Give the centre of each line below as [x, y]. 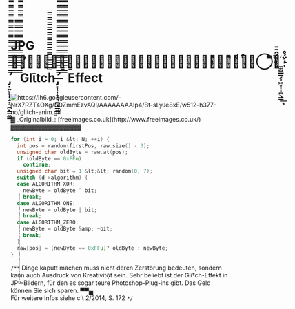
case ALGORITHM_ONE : [46, 203]
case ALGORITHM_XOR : [46, 184]
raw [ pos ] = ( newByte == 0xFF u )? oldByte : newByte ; [93, 248]
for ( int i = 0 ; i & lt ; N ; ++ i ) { [60, 139]
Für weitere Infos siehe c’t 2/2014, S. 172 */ [72, 298]
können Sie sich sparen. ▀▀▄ [52, 290]
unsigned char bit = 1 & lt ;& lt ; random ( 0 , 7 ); [85, 171]
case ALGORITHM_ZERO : [48, 223]
